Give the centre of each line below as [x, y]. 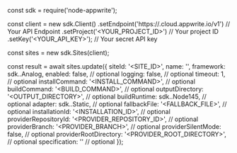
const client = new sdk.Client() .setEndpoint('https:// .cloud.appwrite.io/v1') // [119, 24]
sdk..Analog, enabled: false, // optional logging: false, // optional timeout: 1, [116, 74]
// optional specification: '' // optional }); [65, 142]
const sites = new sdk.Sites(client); [58, 53]
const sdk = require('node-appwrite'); [63, 10]
